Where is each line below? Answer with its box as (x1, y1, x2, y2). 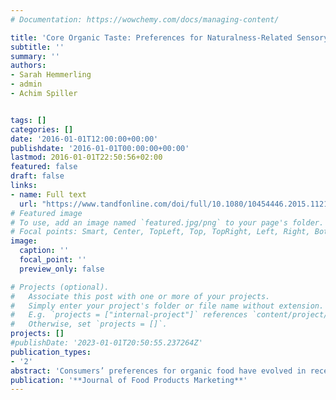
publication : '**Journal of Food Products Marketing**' (10, 375, 248, 385)
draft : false (10, 171, 65, 181)
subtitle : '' (10, 42, 65, 52)
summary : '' (10, 51, 60, 61)
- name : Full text (10, 189, 87, 200)
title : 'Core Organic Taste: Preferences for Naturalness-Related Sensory (10, 32, 329, 43)
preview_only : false (19, 264, 105, 274)
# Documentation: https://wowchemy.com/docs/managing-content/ (10, 14, 280, 25)
